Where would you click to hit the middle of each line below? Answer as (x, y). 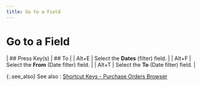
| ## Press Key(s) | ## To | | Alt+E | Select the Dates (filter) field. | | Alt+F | (99, 58)
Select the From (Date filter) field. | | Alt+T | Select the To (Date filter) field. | (101, 64)
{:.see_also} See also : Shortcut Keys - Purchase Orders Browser (87, 76)
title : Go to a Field (34, 12)
